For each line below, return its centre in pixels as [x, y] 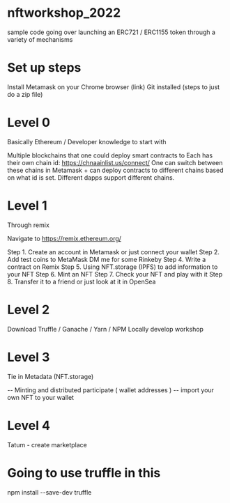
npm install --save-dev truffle [49, 492]
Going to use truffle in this [84, 473]
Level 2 [29, 310]
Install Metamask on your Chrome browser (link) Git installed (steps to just [114, 87]
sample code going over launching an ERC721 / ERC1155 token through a [112, 32]
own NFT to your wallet [41, 397]
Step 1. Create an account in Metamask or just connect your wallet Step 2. [113, 251]
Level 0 [29, 123]
